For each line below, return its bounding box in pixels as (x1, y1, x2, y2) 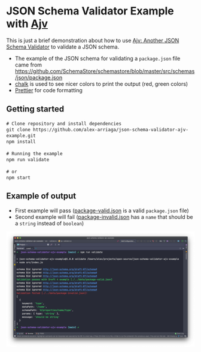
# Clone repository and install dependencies (6, 121, 121, 127)
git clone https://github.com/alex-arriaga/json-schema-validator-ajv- (6, 127, 188, 133)
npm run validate (6, 157, 50, 163)
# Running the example (6, 151, 63, 157)
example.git (6, 133, 36, 139)
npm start (6, 175, 31, 180)
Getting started (6, 104, 65, 115)
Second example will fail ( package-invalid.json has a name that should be (14, 213, 193, 220)
